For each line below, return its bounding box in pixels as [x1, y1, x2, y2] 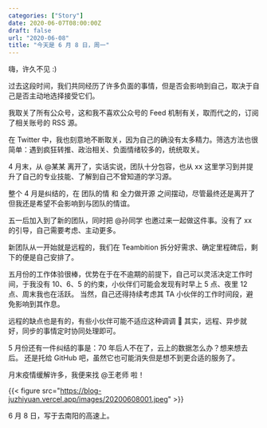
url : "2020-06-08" [8, 33, 69, 42]
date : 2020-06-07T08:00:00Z [8, 19, 102, 27]
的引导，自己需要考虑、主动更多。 [8, 226, 120, 235]
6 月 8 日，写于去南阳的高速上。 [8, 411, 114, 421]
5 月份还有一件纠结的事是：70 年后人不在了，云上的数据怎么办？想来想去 [8, 344, 249, 353]
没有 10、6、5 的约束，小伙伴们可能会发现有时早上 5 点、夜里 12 [35, 280, 248, 289]
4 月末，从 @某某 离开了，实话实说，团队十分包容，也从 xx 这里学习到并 [8, 162, 247, 171]
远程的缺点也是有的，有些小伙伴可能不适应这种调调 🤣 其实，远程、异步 [8, 316, 241, 326]
